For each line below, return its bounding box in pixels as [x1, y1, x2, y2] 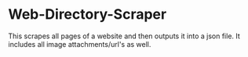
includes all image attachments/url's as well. [8, 39, 151, 48]
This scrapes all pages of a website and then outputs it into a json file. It [8, 31, 241, 41]
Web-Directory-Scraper [8, 5, 167, 23]
